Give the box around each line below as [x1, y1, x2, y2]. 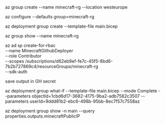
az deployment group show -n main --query [5, 108, 95, 114]
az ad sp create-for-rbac [5, 42, 56, 48]
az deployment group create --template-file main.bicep [5, 23, 118, 29]
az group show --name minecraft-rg [5, 33, 79, 39]
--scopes [5, 58, 24, 64]
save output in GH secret [5, 79, 56, 84]
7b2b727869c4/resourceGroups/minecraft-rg [5, 64, 98, 69]
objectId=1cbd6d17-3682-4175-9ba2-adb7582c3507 [31, 93, 140, 99]
